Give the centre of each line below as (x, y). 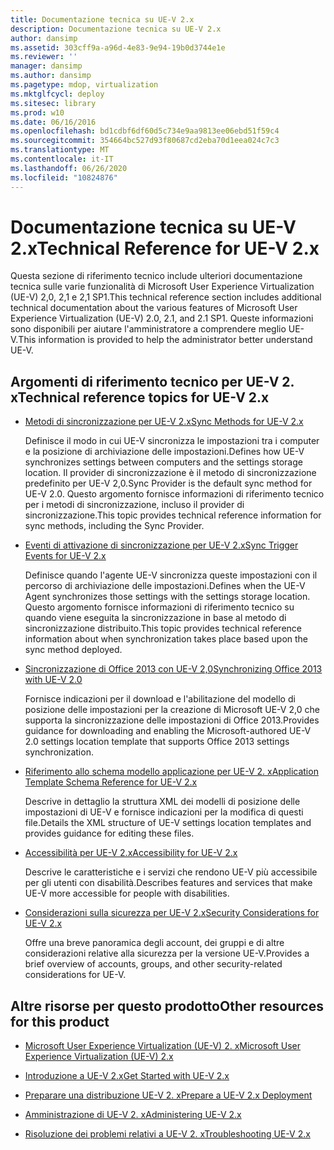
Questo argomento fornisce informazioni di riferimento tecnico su (159, 607)
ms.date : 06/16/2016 (53, 122)
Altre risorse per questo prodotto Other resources (167, 1006)
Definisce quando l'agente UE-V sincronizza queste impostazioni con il (171, 575)
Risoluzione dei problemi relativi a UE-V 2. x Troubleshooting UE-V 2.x (167, 1134)
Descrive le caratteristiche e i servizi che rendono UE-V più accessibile (171, 872)
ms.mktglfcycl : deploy (57, 94)
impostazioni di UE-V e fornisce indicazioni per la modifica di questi (164, 812)
